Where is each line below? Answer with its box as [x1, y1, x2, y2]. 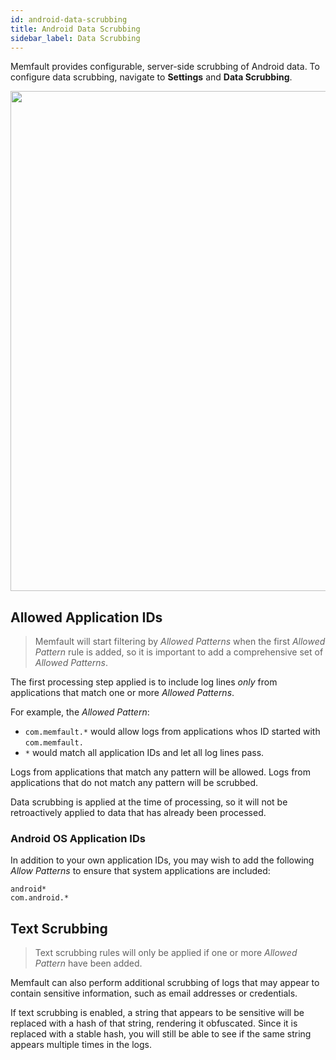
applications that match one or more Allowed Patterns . [10, 687, 235, 699]
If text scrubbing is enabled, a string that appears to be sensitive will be [10, 1007, 305, 1019]
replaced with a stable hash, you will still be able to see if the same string [10, 1028, 312, 1040]
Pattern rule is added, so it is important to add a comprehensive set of [34, 646, 324, 658]
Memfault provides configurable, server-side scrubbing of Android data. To [10, 61, 320, 73]
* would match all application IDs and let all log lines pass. [24, 747, 265, 759]
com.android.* [10, 893, 70, 903]
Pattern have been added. [34, 957, 143, 970]
